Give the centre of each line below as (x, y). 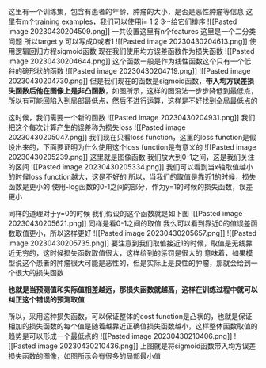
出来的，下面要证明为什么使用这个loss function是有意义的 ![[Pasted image (135, 147)
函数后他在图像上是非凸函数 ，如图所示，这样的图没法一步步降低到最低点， (136, 91)
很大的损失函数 (39, 273)
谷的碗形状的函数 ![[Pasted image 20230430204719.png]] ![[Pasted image (129, 71)
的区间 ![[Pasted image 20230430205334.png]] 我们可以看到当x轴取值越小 (131, 167)
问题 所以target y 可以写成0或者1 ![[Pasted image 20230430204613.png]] (128, 41)
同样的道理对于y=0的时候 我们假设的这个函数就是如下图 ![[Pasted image (125, 213)
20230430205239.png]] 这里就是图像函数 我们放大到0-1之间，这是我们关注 (131, 157)
